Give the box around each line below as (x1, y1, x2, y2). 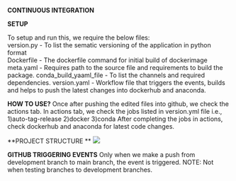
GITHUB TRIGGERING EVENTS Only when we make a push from (7, 151, 196, 158)
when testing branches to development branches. (7, 165, 153, 174)
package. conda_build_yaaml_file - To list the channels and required (7, 71, 206, 79)
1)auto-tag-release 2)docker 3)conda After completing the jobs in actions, (7, 115, 223, 123)
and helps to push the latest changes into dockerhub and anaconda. (7, 86, 207, 94)
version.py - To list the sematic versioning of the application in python (7, 41, 211, 49)
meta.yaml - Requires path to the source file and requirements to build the (7, 64, 223, 71)
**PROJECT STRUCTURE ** (7, 137, 91, 145)
